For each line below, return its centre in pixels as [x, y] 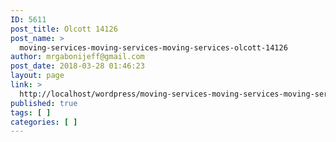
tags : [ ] [31, 112]
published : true [44, 103]
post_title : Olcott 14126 [64, 29]
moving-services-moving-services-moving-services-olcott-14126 [153, 47]
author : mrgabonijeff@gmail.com [77, 57]
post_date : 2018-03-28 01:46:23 [77, 66]
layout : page [37, 76]
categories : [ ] [44, 122]
